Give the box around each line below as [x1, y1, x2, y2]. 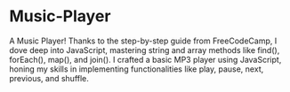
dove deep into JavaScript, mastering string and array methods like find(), [9, 44, 280, 55]
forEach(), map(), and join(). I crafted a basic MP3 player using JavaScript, [9, 54, 282, 65]
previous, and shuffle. [9, 73, 89, 83]
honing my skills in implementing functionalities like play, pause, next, [9, 64, 264, 74]
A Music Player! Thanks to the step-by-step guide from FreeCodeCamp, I [9, 35, 278, 46]
